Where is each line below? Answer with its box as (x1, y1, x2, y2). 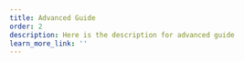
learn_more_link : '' (9, 38, 89, 48)
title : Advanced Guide (9, 13, 96, 23)
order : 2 (9, 22, 43, 31)
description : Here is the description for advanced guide (9, 30, 235, 39)
